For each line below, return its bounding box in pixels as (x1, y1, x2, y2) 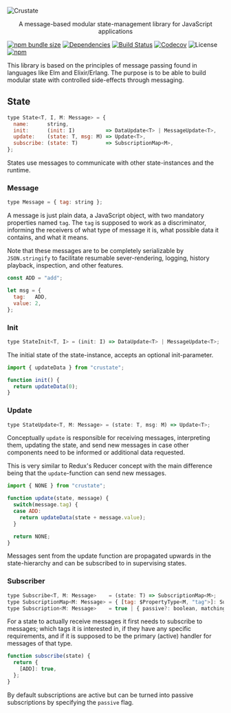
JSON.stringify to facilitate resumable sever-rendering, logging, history (7, 254, 210, 262)
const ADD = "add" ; (7, 274, 63, 282)
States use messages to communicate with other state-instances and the (7, 159, 214, 167)
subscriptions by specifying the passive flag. (7, 698, 134, 706)
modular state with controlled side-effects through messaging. (7, 76, 184, 84)
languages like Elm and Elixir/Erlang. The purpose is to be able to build (7, 69, 206, 77)
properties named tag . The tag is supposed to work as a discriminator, (7, 219, 206, 227)
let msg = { (7, 287, 41, 294)
